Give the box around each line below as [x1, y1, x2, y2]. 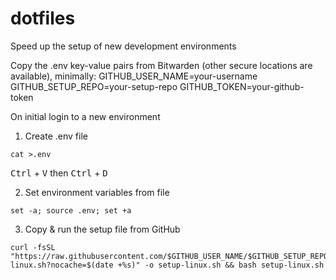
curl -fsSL [10, 242, 56, 252]
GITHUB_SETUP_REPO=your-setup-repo [10, 80, 178, 92]
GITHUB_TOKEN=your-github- [179, 80, 305, 92]
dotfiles [10, 7, 76, 30]
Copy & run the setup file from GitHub [24, 223, 181, 235]
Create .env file [24, 130, 88, 142]
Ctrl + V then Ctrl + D [10, 167, 108, 179]
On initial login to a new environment [10, 110, 161, 122]
